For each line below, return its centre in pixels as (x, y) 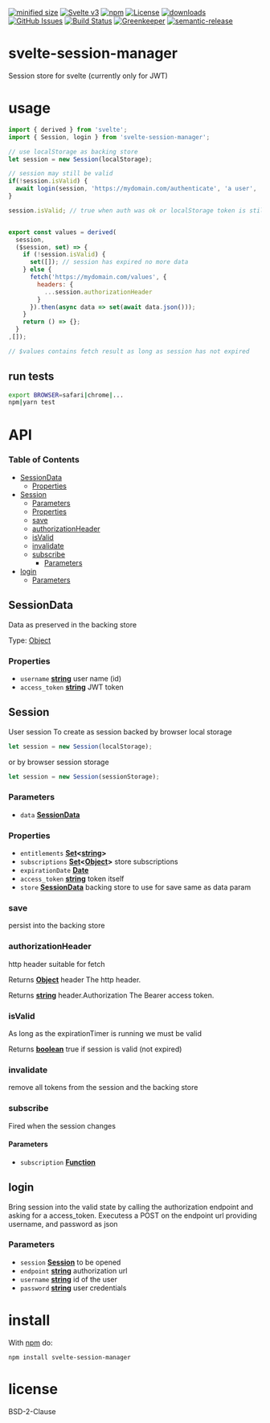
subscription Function (58, 1162)
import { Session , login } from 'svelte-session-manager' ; (109, 137)
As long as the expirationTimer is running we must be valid (105, 1033)
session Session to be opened (70, 1262)
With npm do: (31, 1343)
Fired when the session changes (62, 1125)
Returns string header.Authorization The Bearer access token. (111, 995)
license (33, 1389)
